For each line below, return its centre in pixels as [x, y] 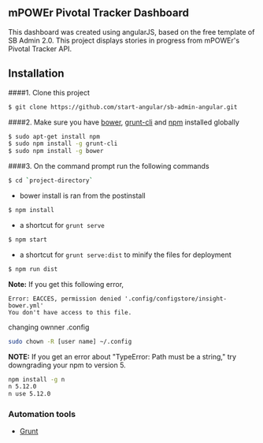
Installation [36, 74]
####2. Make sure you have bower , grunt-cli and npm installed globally [124, 122]
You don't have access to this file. [70, 312]
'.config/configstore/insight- [176, 299]
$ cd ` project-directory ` [50, 181]
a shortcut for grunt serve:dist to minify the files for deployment [126, 255]
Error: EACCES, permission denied [65, 299]
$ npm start [28, 240]
